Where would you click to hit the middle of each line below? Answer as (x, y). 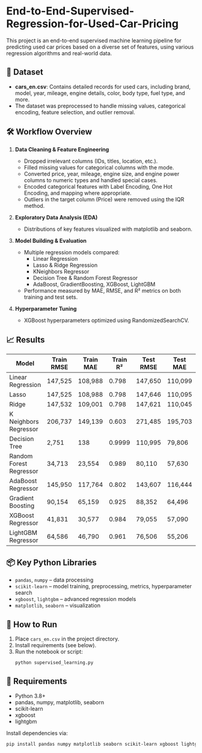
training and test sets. (51, 297)
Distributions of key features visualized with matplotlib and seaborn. (108, 229)
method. (34, 206)
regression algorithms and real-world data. (59, 53)
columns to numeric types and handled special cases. (91, 180)
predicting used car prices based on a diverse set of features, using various (100, 47)
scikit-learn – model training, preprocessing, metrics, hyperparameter (103, 587)
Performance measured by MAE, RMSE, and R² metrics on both (103, 290)
